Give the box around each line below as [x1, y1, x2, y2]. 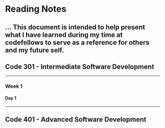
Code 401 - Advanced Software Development [5, 115, 146, 124]
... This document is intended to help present [5, 23, 145, 31]
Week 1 [5, 83, 23, 90]
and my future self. [5, 46, 64, 54]
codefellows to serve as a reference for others [5, 38, 150, 47]
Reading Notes [5, 3, 67, 15]
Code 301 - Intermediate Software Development [5, 62, 155, 71]
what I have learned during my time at [5, 30, 123, 39]
